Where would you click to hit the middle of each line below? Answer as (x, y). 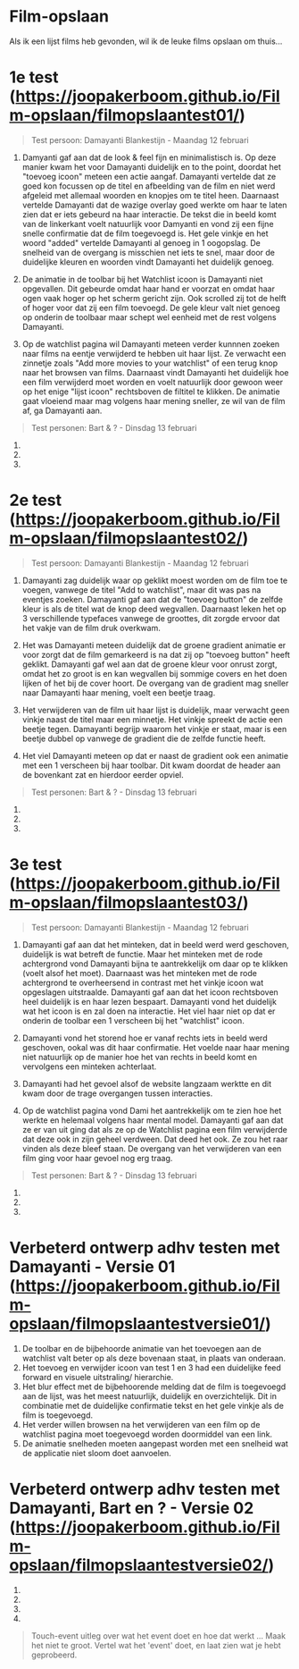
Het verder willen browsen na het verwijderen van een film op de (141, 1424)
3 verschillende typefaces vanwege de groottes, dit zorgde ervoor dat (151, 618)
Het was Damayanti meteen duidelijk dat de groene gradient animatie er (154, 645)
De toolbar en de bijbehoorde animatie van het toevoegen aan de (141, 1348)
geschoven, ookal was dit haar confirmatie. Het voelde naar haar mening (156, 1047)
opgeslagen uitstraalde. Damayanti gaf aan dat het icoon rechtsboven (150, 992)
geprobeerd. (54, 1655)
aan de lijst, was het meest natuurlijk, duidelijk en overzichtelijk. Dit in (149, 1395)
